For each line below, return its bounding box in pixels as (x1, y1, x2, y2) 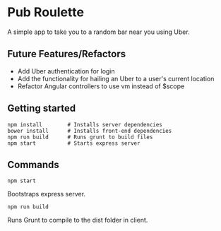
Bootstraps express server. (7, 190, 86, 199)
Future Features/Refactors (7, 48, 126, 60)
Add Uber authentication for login (17, 66, 115, 75)
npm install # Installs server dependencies (7, 121, 162, 128)
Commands (7, 158, 60, 170)
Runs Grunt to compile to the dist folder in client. (7, 216, 148, 225)
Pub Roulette (7, 4, 85, 20)
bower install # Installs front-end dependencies (7, 127, 172, 134)
